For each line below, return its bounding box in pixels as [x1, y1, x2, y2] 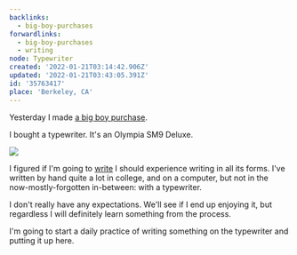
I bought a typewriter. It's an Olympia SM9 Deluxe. [9, 129, 194, 139]
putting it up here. [9, 235, 75, 245]
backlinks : [9, 12, 50, 22]
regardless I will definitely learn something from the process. [9, 208, 231, 219]
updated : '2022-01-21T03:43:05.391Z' [9, 71, 149, 80]
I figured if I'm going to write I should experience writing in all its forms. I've [9, 163, 286, 173]
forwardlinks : [9, 29, 62, 38]
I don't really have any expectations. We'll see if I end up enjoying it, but [9, 199, 273, 210]
